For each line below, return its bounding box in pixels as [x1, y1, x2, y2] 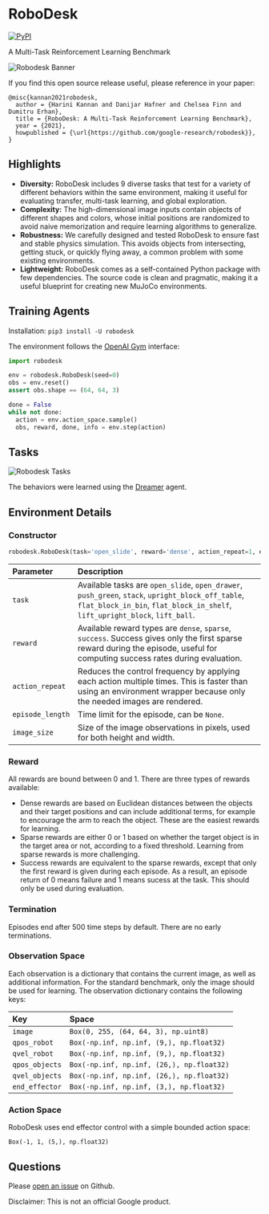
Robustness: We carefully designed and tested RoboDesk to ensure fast [19, 230, 259, 239]
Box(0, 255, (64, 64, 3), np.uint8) [69, 1027, 210, 1036]
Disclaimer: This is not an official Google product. [8, 1196, 171, 1206]
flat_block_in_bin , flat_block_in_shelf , [77, 599, 232, 610]
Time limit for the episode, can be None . [77, 708, 224, 719]
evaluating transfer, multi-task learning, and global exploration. [19, 196, 227, 206]
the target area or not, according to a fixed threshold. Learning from [19, 841, 244, 851]
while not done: [8, 408, 62, 416]
